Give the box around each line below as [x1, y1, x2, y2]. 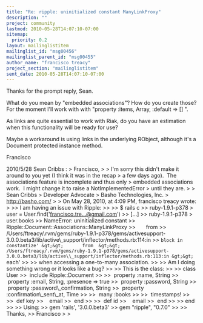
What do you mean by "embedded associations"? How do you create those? [6, 99, 197, 107]
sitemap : [6, 32, 28, 38]
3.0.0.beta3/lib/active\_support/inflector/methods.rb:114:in [6, 236, 151, 244]
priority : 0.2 [12, 37, 47, 43]
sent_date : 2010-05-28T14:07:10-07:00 [6, 71, 104, 77]
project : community [6, 20, 56, 26]
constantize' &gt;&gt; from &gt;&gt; [6, 243, 121, 249]
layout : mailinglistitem [6, 43, 69, 49]
